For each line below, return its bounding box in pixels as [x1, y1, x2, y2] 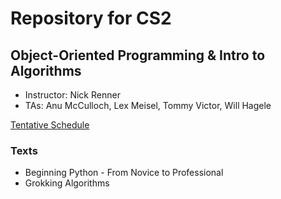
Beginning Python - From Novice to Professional [24, 167, 224, 179]
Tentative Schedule [10, 119, 90, 131]
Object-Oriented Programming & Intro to [10, 47, 266, 64]
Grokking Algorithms [24, 177, 110, 189]
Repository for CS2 [10, 7, 172, 30]
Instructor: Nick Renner [24, 89, 121, 101]
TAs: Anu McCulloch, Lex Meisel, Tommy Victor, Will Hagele [24, 100, 272, 111]
